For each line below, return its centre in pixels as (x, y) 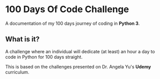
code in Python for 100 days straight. (44, 57)
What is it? (22, 39)
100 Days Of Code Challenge (67, 9)
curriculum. (17, 72)
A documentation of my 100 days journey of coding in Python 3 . (73, 23)
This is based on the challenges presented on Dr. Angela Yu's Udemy (78, 66)
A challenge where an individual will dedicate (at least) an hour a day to (80, 51)
